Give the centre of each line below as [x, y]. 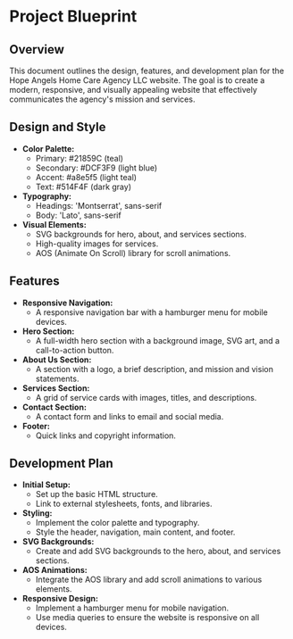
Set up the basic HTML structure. [96, 494]
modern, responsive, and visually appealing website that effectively [133, 90]
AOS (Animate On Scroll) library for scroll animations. [133, 253]
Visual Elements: [54, 224]
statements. [57, 378]
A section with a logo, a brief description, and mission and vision [155, 369]
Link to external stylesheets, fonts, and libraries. [124, 504]
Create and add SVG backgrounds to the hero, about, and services [158, 552]
